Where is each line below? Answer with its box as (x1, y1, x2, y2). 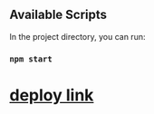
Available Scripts (9, 7, 107, 23)
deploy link (9, 85, 94, 105)
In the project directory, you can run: (9, 31, 146, 42)
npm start (9, 53, 53, 64)
